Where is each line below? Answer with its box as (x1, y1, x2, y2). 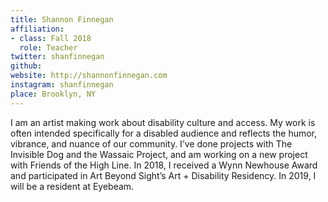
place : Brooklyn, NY (10, 89, 97, 99)
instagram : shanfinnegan (10, 80, 114, 90)
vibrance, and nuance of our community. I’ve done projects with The (10, 137, 293, 150)
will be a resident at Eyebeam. (10, 180, 135, 192)
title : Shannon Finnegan (10, 14, 114, 25)
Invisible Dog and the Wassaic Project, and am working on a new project (10, 148, 308, 160)
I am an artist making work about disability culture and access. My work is (10, 116, 316, 128)
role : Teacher (19, 42, 78, 53)
